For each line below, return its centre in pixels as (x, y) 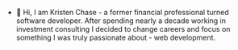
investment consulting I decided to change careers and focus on (123, 29)
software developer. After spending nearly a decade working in (121, 21)
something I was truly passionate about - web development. (116, 37)
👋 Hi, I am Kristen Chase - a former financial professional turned (123, 12)
